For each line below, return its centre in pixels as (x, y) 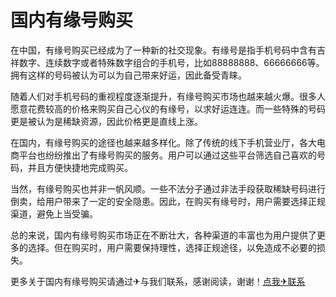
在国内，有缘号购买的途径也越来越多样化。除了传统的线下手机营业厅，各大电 (168, 142)
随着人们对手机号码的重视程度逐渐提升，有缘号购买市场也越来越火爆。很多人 (168, 96)
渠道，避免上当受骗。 (54, 213)
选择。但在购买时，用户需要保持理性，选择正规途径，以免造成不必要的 (172, 247)
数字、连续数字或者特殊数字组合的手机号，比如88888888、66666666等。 (171, 62)
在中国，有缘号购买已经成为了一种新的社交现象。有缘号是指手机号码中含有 (163, 50)
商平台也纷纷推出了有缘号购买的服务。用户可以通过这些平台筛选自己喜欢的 (163, 155)
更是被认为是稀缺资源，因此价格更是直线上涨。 (106, 121)
